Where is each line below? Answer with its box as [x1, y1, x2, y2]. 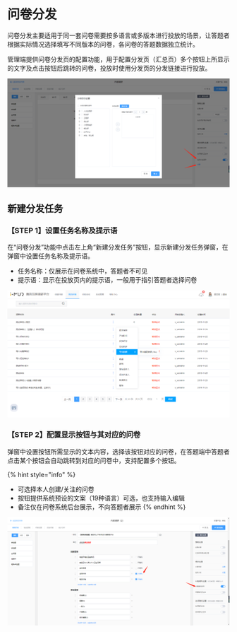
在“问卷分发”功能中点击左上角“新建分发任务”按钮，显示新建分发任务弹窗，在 [7, 243, 229, 252]
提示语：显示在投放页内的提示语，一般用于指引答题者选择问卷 [17, 276, 197, 284]
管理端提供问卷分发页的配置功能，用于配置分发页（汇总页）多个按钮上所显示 [7, 54, 230, 64]
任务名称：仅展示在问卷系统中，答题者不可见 [17, 267, 148, 276]
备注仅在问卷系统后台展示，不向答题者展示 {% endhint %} [17, 503, 186, 511]
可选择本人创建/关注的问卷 [17, 485, 95, 493]
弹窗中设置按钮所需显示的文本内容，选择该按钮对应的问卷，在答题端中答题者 [7, 447, 230, 456]
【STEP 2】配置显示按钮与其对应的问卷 [7, 430, 141, 440]
